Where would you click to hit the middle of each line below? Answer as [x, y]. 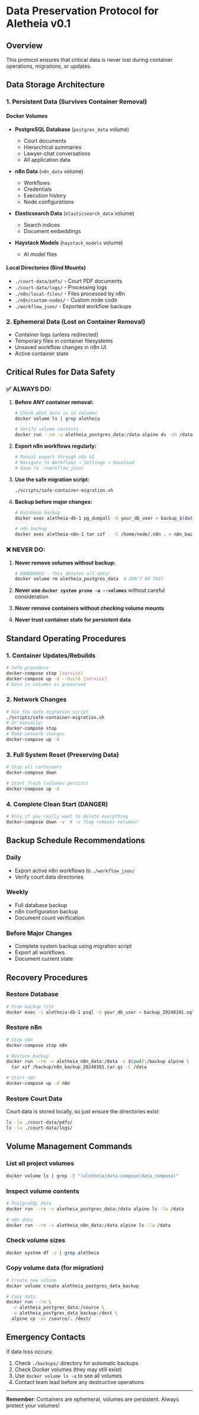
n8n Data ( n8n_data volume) [49, 171]
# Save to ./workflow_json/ [49, 468]
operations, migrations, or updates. [49, 66]
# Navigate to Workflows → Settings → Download [74, 463]
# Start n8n [21, 1078]
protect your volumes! [33, 1405]
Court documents [45, 140]
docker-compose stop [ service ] [45, 673]
